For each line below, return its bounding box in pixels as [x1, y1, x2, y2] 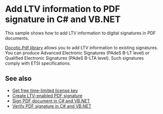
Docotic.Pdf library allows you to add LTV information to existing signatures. [5, 45, 158, 50]
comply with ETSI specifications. [5, 60, 71, 66]
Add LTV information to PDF [5, 3, 120, 15]
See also [5, 74, 32, 83]
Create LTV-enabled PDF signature [12, 92, 83, 98]
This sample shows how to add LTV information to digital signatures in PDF [5, 30, 156, 36]
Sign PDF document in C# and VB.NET [12, 98, 90, 104]
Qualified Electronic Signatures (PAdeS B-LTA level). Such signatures [5, 55, 144, 61]
